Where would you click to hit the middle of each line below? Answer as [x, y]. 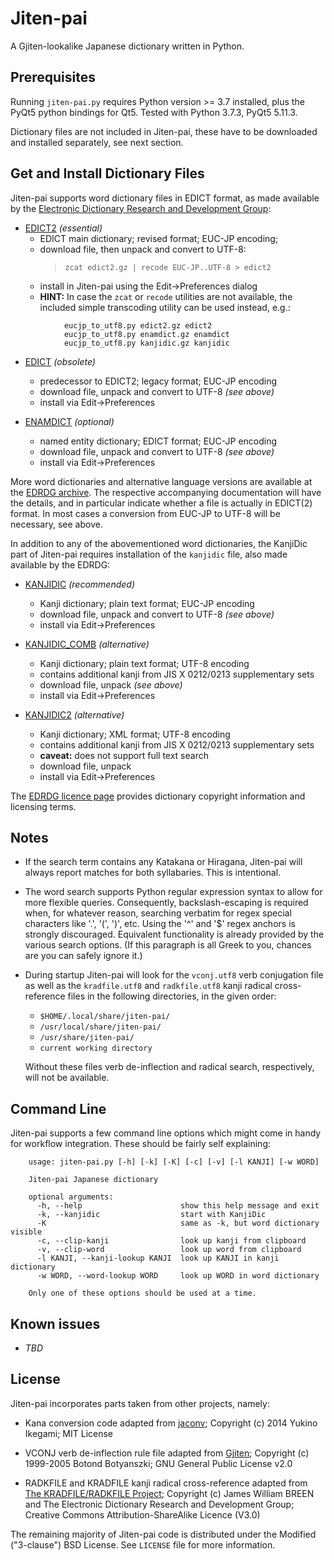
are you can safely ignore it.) [83, 956]
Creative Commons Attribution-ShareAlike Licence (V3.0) [142, 1514]
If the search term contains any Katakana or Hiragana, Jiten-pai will [163, 862]
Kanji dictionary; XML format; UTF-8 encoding [135, 734]
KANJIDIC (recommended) [80, 584]
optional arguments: [71, 1197]
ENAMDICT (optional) [69, 421]
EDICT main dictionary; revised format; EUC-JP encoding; [159, 238]
